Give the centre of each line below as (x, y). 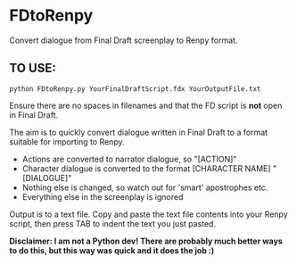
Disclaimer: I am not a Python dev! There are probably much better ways (146, 241)
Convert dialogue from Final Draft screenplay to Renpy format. (124, 40)
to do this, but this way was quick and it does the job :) (112, 250)
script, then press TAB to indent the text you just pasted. (113, 223)
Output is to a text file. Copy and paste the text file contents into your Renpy (148, 214)
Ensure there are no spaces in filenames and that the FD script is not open (146, 105)
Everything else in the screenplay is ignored (103, 196)
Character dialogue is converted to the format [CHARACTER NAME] (146, 168)
